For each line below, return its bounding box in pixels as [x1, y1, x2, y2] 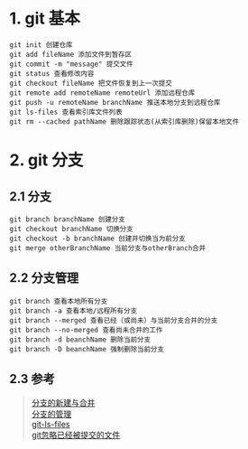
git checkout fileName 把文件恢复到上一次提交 [9, 79, 173, 88]
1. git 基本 [9, 8, 81, 29]
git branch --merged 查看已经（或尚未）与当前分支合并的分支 [9, 315, 218, 325]
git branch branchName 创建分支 [9, 214, 126, 224]
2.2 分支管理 [9, 270, 79, 285]
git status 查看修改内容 [9, 69, 95, 78]
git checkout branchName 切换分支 [9, 224, 133, 233]
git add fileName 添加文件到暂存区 [9, 50, 133, 59]
